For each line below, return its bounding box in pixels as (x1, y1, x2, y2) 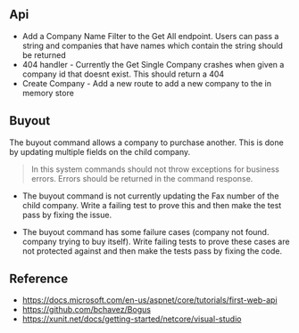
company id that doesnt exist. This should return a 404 (21, 69, 225, 79)
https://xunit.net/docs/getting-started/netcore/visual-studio (21, 313, 242, 324)
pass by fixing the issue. (21, 209, 112, 220)
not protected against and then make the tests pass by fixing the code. (21, 245, 283, 256)
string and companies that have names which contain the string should (21, 40, 284, 51)
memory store (21, 87, 74, 98)
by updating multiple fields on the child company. (9, 146, 191, 157)
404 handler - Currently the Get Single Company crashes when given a (21, 59, 285, 69)
